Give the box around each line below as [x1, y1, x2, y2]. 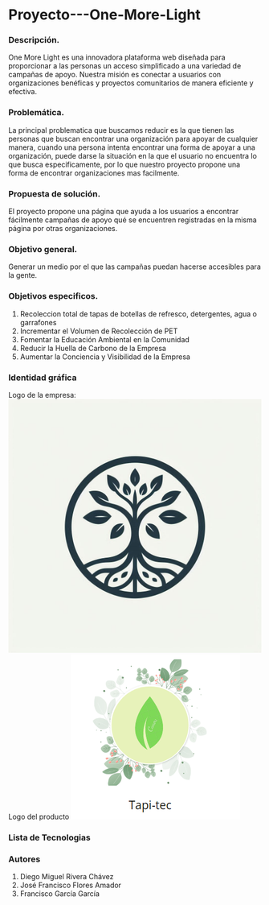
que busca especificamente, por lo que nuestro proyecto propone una [8, 159, 241, 169]
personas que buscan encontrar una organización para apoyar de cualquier [8, 134, 259, 143]
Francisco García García [19, 889, 100, 899]
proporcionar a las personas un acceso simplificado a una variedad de [8, 61, 242, 71]
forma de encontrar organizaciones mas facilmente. [8, 167, 180, 178]
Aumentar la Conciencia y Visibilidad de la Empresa [19, 352, 191, 362]
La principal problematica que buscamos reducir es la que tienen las [8, 125, 234, 134]
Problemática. [8, 107, 64, 118]
